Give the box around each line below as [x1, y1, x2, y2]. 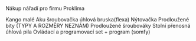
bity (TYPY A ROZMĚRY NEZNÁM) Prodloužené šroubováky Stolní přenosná [5, 23, 191, 29]
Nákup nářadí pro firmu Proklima [5, 5, 85, 12]
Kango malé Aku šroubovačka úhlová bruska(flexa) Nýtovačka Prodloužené [5, 16, 190, 23]
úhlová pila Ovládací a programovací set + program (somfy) [5, 28, 151, 35]
